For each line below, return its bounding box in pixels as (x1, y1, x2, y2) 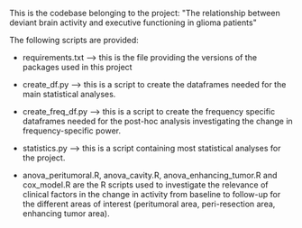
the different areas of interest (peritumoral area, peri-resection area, (22, 198, 276, 209)
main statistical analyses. (22, 89, 116, 99)
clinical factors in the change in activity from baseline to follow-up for (22, 189, 281, 199)
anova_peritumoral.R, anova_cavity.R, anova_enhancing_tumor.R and (22, 170, 278, 180)
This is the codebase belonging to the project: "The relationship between (9, 8, 281, 18)
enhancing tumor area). (22, 208, 110, 219)
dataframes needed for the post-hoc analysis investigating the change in (22, 116, 293, 126)
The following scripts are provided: (9, 35, 140, 45)
